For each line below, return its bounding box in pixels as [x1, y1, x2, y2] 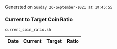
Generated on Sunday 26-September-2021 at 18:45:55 [5, 4, 113, 10]
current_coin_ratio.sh [5, 27, 51, 32]
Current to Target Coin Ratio [5, 16, 73, 23]
